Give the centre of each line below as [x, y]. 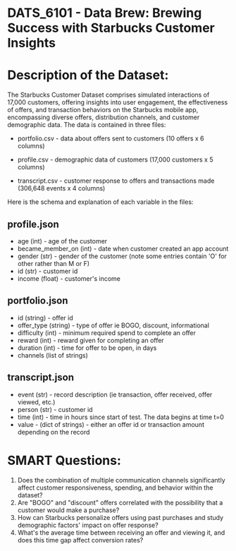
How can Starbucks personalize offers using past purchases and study [120, 517]
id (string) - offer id [45, 317]
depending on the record [54, 432]
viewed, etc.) [36, 402]
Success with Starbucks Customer [111, 28]
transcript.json [41, 378]
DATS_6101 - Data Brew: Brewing [105, 13]
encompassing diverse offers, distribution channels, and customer [104, 117]
